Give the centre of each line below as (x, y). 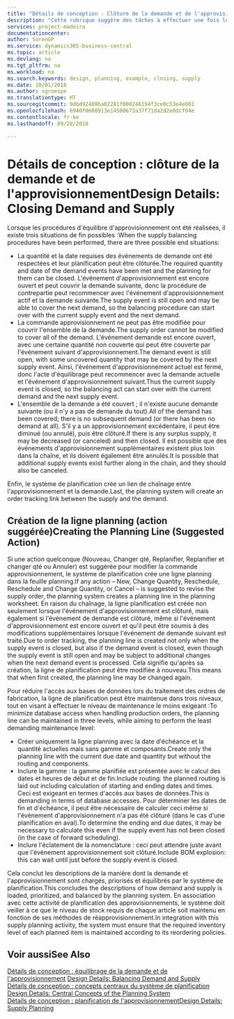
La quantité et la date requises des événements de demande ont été (115, 256)
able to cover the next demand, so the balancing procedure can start (116, 308)
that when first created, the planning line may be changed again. (100, 678)
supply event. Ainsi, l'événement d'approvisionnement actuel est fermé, (120, 367)
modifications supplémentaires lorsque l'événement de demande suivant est (117, 633)
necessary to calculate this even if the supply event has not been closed (121, 830)
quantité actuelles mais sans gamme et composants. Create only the (115, 749)
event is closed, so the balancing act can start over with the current (114, 389)
